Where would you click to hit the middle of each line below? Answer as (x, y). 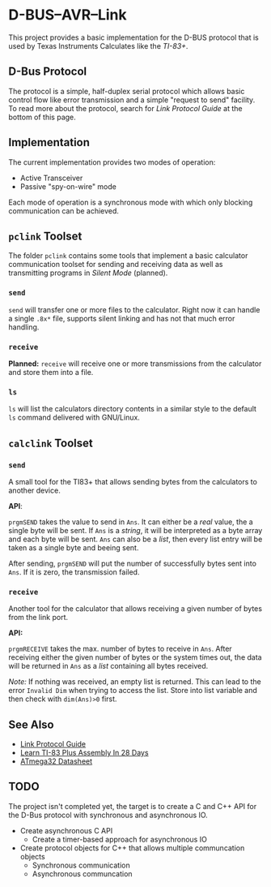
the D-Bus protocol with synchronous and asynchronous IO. (108, 815)
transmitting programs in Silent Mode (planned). (88, 273)
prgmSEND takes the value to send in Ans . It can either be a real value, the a (131, 522)
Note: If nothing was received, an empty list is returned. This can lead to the (135, 682)
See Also (31, 724)
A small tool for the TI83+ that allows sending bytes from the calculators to (133, 481)
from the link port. (38, 618)
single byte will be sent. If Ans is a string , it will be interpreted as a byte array (135, 530)
